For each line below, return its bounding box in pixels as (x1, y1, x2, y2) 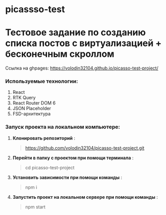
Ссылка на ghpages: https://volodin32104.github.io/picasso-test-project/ (5, 65, 158, 71)
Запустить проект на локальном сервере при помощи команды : (12, 194, 158, 200)
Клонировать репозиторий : (12, 135, 75, 141)
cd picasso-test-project (25, 164, 75, 170)
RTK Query (12, 95, 36, 101)
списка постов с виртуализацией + (5, 38, 162, 49)
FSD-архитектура (12, 111, 51, 117)
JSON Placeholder (12, 105, 52, 112)
